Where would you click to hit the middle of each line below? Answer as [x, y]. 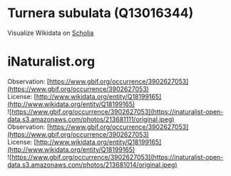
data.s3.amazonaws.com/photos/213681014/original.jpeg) [92, 165]
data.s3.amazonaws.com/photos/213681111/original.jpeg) [91, 119]
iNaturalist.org [51, 62]
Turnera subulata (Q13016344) [101, 13]
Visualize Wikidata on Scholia [51, 33]
